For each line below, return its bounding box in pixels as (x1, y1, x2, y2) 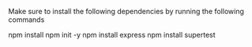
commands (8, 15, 45, 24)
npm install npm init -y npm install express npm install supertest (8, 31, 216, 39)
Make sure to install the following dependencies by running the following (8, 7, 245, 16)
